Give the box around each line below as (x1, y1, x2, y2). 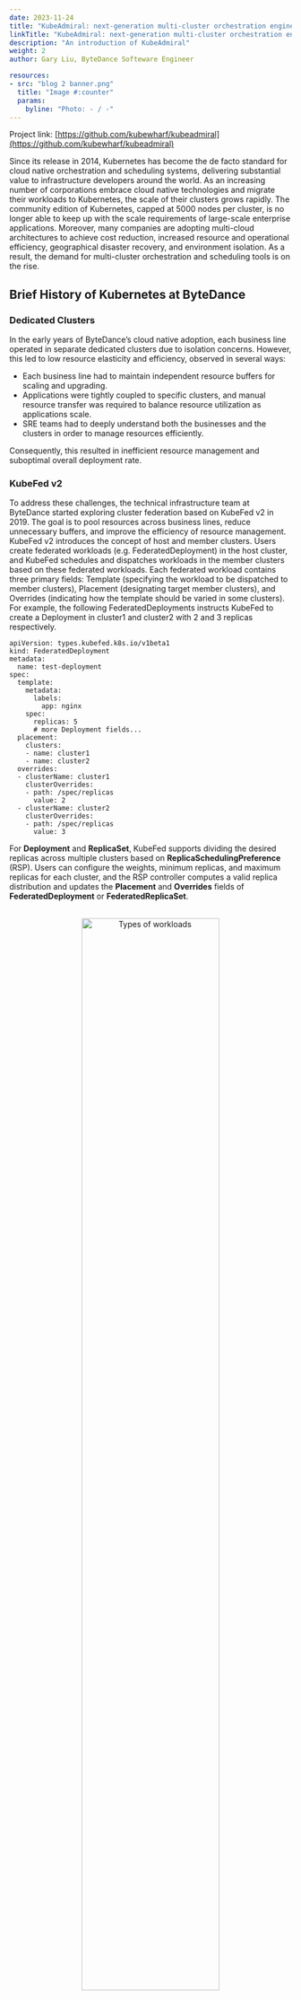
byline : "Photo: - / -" (25, 104, 115, 113)
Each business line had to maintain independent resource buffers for (21, 371, 276, 382)
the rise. (9, 261, 40, 272)
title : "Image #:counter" (17, 87, 115, 97)
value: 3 (32, 828, 66, 837)
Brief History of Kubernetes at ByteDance (9, 286, 246, 302)
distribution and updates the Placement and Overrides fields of (9, 882, 245, 892)
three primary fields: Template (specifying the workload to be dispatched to (9, 574, 288, 584)
